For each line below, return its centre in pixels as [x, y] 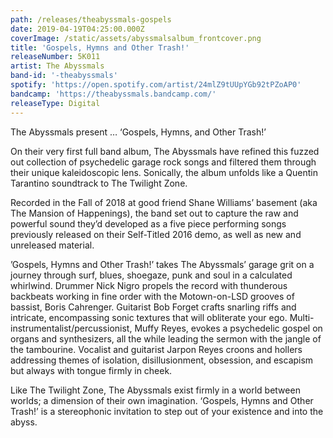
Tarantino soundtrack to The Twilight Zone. [99, 183]
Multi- [302, 317]
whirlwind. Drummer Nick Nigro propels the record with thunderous [149, 285]
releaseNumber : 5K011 [55, 57]
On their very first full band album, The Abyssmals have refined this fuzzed [165, 151]
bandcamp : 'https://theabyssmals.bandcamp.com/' [113, 94]
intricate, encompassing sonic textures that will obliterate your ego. [149, 317]
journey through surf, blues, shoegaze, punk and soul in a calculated [151, 275]
